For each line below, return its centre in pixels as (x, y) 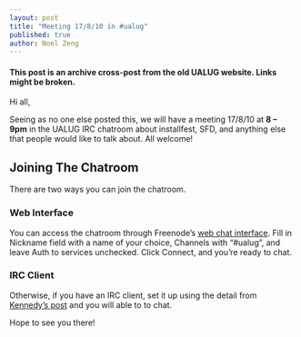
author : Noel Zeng (44, 43)
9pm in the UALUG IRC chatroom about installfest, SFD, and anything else (148, 129)
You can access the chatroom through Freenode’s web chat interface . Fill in (151, 233)
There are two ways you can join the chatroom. (98, 189)
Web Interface (42, 213)
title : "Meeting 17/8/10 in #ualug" (79, 26)
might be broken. (42, 82)
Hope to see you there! (52, 322)
